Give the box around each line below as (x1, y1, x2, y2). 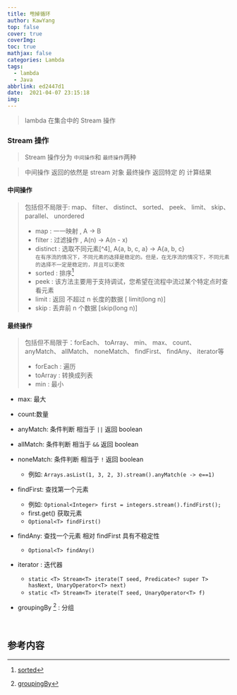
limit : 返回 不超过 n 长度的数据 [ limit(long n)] (35, 295, 166, 304)
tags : (7, 63, 23, 70)
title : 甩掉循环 (7, 10, 51, 18)
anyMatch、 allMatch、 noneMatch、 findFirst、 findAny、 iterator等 (24, 347, 224, 356)
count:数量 (17, 410, 49, 418)
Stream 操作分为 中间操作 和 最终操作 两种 (24, 153, 136, 161)
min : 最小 (35, 380, 64, 389)
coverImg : (7, 37, 37, 44)
